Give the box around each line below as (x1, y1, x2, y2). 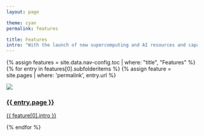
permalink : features (6, 25, 59, 32)
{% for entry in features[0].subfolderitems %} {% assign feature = (6, 65, 172, 73)
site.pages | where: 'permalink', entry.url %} (6, 72, 117, 79)
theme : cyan (6, 19, 36, 26)
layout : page (6, 8, 39, 15)
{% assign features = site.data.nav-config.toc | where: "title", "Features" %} (6, 59, 196, 66)
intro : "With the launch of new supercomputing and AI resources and (6, 42, 186, 49)
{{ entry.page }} (6, 98, 55, 107)
